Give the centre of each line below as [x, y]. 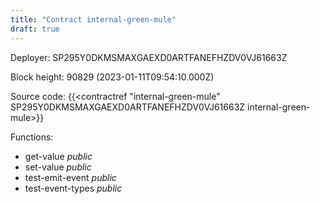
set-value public [58, 167]
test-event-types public [73, 188]
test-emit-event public [70, 177]
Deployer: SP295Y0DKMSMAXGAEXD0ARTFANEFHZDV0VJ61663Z [149, 57]
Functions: [32, 137]
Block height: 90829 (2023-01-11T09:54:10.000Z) [112, 77]
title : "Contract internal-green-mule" [93, 19]
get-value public [58, 156]
